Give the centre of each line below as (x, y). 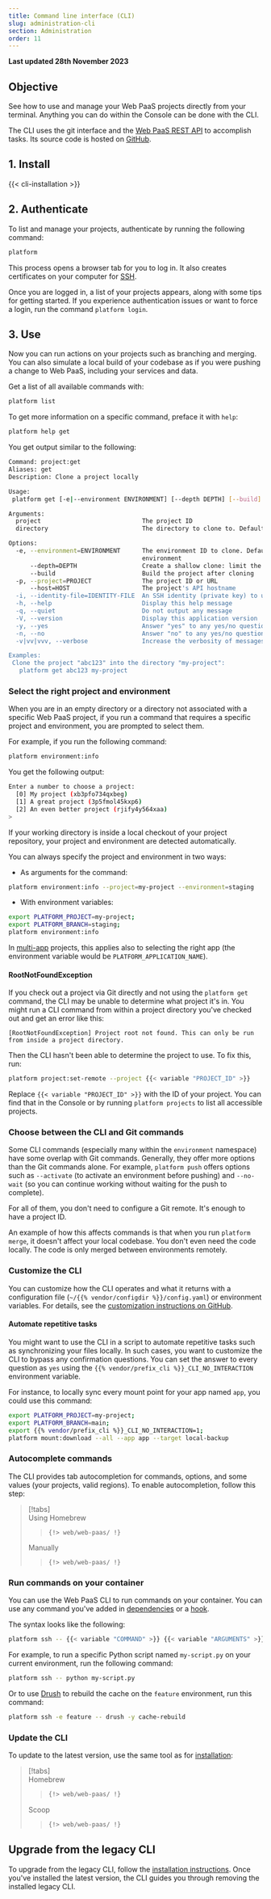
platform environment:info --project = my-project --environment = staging (131, 887)
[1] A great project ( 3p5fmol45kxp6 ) (79, 802)
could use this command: (50, 1400)
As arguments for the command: (74, 872)
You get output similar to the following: (73, 447)
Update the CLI (38, 1737)
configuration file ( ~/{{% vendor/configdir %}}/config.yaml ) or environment (135, 1297)
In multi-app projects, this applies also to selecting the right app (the (122, 948)
